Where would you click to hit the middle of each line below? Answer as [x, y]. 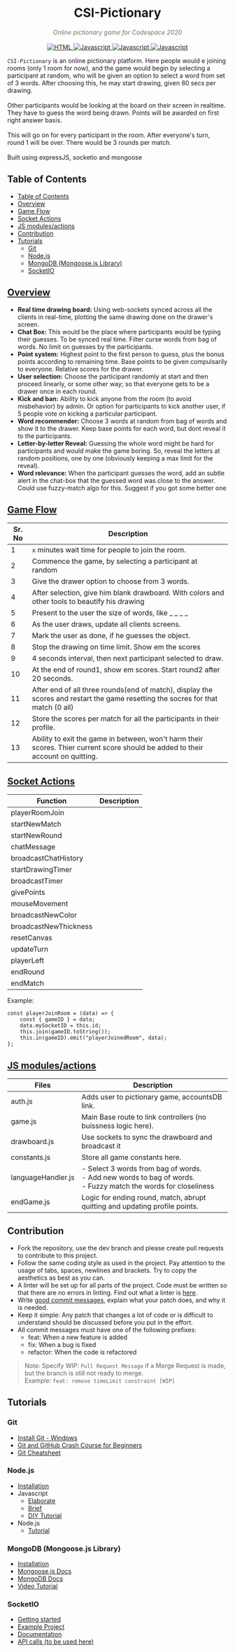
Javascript [33, 1493]
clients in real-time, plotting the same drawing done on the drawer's [115, 317]
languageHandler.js [43, 1177]
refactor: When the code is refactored [82, 1352]
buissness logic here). [117, 1126]
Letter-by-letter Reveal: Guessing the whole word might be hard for [116, 443]
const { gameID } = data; [58, 1019]
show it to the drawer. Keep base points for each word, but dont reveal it [121, 428]
